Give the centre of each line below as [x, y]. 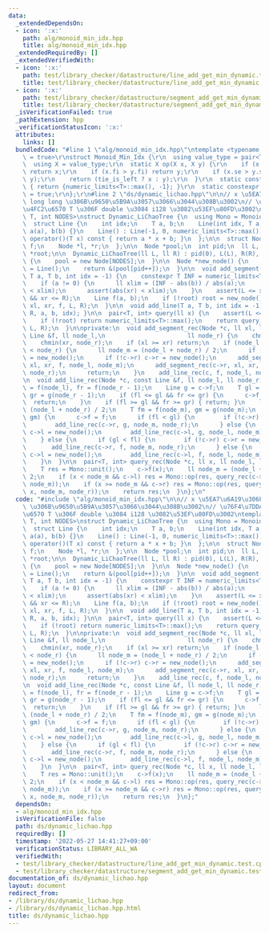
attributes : [36, 134]
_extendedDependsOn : [50, 23]
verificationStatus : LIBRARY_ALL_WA [76, 849]
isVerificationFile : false [60, 819]
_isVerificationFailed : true [64, 113]
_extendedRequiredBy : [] [57, 53]
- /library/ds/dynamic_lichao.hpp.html [75, 908]
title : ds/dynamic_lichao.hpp [59, 916]
